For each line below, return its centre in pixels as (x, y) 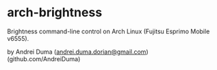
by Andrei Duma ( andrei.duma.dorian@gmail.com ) (78, 52)
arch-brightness (55, 13)
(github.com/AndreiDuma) (44, 58)
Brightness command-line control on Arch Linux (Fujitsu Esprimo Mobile (108, 31)
